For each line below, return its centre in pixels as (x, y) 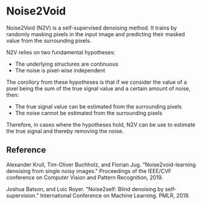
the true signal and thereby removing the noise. (65, 131)
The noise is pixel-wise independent (60, 70)
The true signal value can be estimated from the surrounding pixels (98, 106)
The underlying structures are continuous (67, 64)
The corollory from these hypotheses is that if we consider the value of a (96, 82)
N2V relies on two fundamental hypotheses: (61, 52)
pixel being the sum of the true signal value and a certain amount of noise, (99, 88)
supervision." (23, 195)
